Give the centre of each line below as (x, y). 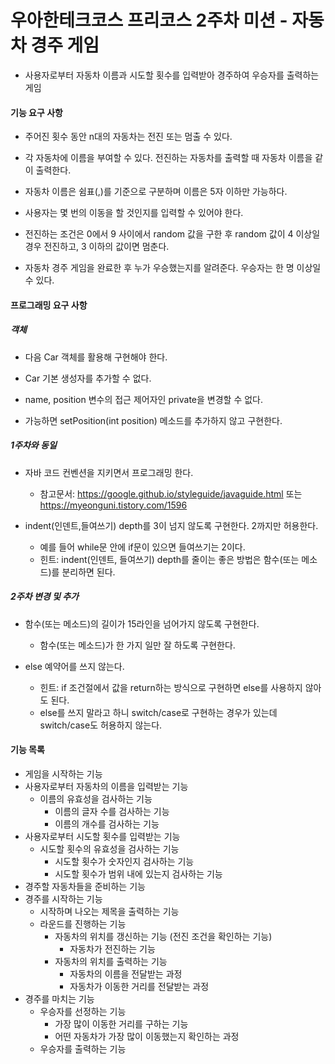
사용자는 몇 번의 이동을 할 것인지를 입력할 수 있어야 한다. (134, 213)
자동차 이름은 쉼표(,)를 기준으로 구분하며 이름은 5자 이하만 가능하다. (156, 192)
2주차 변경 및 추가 (44, 597)
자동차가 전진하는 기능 (112, 948)
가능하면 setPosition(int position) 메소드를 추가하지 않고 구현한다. (153, 420)
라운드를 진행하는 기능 (83, 923)
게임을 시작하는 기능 (63, 773)
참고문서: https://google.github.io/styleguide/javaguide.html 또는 (171, 493)
